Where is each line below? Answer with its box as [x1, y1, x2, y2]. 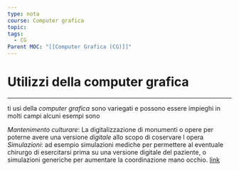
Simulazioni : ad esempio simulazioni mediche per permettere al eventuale [7, 140, 224, 149]
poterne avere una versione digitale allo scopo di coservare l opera [7, 133, 204, 141]
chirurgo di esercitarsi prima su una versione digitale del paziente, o [7, 148, 206, 156]
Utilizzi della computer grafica [7, 74, 190, 90]
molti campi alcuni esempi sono [7, 111, 100, 120]
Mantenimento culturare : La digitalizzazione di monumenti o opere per [7, 125, 214, 133]
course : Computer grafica [7, 17, 84, 24]
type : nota [7, 10, 40, 18]
